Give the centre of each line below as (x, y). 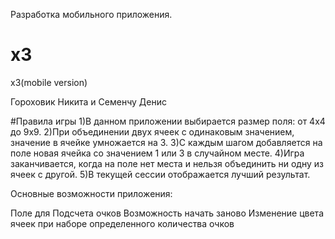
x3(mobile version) (49, 82)
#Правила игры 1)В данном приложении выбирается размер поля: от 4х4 (168, 121)
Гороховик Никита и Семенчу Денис (88, 101)
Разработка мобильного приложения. (91, 14)
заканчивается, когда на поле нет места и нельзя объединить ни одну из (167, 163)
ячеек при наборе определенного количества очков (122, 223)
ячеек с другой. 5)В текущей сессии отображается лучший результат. (160, 174)
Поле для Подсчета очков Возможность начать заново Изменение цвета (167, 213)
